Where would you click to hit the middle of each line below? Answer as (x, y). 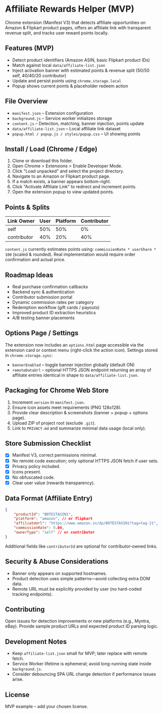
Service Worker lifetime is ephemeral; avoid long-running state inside (82, 664)
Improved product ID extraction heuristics (54, 313)
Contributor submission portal (42, 297)
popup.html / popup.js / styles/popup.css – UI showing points (76, 134)
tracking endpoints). (32, 594)
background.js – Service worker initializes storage (62, 118)
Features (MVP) (30, 48)
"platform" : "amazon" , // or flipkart (53, 519)
